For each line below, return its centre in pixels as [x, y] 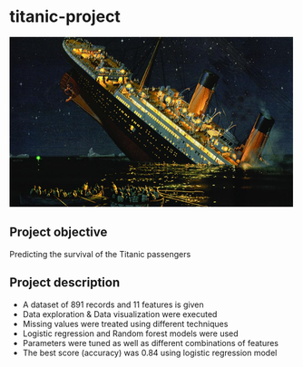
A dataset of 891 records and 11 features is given [113, 304]
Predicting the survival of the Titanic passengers [100, 254]
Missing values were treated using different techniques [125, 324]
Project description [65, 283]
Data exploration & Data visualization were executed [120, 314]
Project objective [59, 232]
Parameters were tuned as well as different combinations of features [151, 343]
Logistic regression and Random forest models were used [130, 333]
